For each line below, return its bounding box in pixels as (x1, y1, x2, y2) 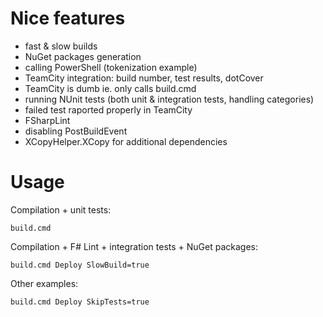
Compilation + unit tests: (10, 203, 112, 216)
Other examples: (10, 277, 79, 289)
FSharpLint (24, 114, 71, 126)
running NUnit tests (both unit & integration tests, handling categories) (24, 93, 315, 105)
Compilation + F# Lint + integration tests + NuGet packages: (10, 240, 258, 252)
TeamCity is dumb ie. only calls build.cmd (24, 82, 197, 94)
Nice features (10, 7, 126, 30)
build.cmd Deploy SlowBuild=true (10, 260, 150, 270)
